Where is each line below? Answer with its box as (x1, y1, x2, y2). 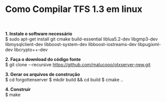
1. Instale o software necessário (5, 30, 72, 36)
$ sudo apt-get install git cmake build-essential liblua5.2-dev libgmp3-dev (5, 36, 158, 42)
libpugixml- (137, 41, 161, 47)
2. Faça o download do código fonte (5, 56, 81, 62)
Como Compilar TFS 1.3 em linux (5, 3, 142, 15)
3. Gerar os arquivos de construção (5, 71, 80, 77)
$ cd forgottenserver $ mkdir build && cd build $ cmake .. (5, 76, 123, 82)
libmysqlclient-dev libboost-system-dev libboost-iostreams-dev (5, 41, 137, 47)
